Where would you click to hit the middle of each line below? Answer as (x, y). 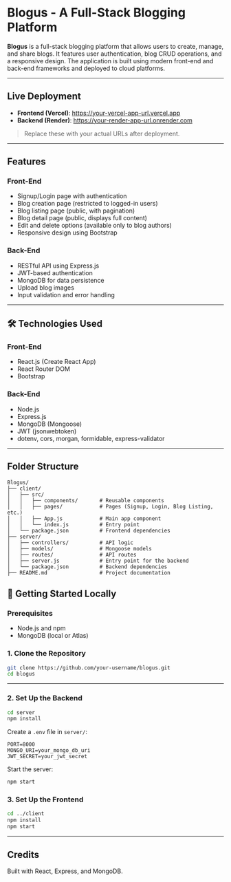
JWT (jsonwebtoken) (47, 431)
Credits (23, 854)
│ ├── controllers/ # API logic (70, 542)
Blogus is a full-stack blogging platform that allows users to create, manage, (115, 46)
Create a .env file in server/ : (47, 732)
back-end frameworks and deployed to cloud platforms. (86, 68)
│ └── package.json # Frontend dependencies (89, 530)
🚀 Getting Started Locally (62, 593)
